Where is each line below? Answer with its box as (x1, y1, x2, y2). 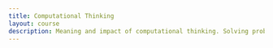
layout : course (8, 20, 60, 28)
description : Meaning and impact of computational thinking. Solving (8, 27, 249, 35)
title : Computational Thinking (8, 11, 115, 20)
